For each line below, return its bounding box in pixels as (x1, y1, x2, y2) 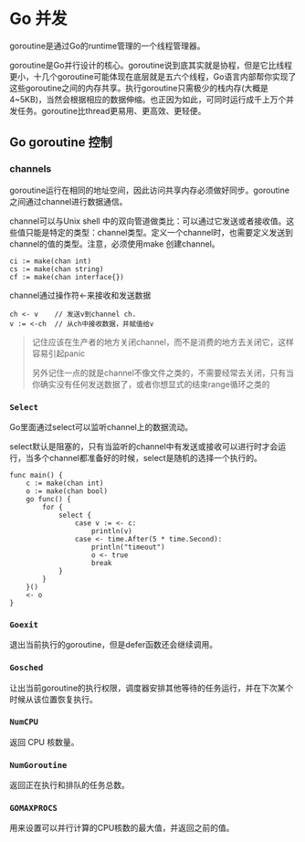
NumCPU (9, 717, 39, 727)
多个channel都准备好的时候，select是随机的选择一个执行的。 (33, 452, 262, 463)
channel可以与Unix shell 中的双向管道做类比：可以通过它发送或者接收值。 (9, 216, 287, 226)
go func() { (26, 494, 71, 503)
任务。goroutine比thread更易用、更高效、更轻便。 (16, 105, 206, 116)
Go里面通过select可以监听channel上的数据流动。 (9, 421, 194, 432)
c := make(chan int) (26, 479, 104, 488)
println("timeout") (90, 542, 166, 552)
